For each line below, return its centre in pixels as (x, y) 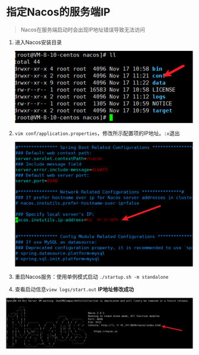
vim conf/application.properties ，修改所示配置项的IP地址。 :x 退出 (97, 133)
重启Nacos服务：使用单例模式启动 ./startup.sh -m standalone (92, 276)
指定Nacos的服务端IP (58, 12)
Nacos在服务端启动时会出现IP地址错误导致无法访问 (83, 30)
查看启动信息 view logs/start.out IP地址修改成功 (74, 289)
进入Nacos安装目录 (38, 42)
